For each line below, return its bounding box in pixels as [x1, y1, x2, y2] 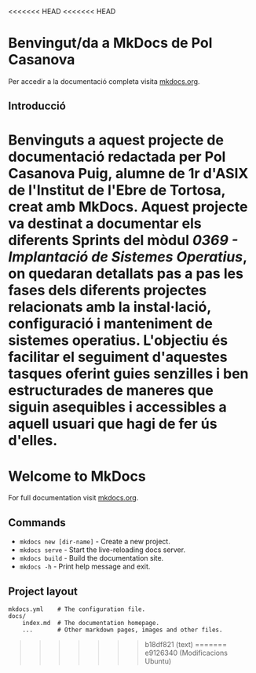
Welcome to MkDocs [8, 467, 147, 485]
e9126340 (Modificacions [144, 648, 228, 658]
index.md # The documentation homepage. [22, 620, 159, 627]
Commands [8, 516, 67, 529]
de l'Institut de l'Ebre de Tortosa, [8, 181, 226, 199]
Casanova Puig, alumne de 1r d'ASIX [8, 164, 249, 182]
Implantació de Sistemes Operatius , [8, 247, 247, 265]
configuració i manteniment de [8, 314, 214, 332]
